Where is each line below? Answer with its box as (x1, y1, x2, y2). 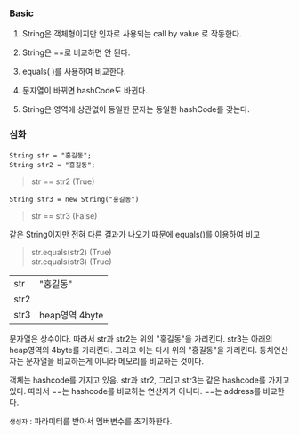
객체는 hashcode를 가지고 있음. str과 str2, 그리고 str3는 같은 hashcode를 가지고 (9, 375, 290, 385)
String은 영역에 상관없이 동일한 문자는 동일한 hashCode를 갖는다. (21, 104, 251, 115)
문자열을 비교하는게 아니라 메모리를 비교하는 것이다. (25, 355, 205, 367)
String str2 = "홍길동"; (9, 160, 96, 169)
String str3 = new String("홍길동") (9, 195, 140, 204)
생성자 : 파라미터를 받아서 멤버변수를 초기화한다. (9, 415, 173, 426)
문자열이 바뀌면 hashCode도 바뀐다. (21, 85, 149, 96)
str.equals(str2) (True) (30, 246, 112, 257)
